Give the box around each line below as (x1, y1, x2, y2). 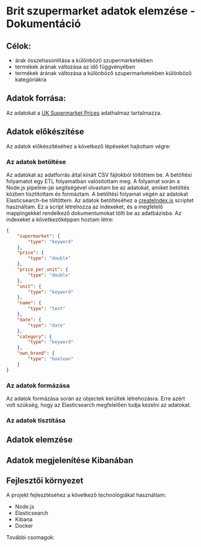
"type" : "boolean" (28, 356, 74, 362)
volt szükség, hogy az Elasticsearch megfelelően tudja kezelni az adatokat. (6, 401, 191, 408)
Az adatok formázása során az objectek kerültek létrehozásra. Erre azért (6, 394, 185, 402)
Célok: (6, 41, 31, 51)
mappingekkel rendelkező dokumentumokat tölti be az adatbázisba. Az (6, 209, 182, 217)
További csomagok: (6, 534, 55, 541)
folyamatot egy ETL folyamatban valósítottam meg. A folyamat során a (6, 177, 180, 184)
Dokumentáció (6, 17, 81, 31)
